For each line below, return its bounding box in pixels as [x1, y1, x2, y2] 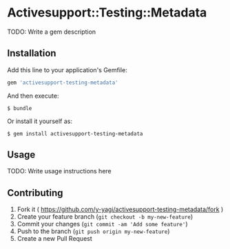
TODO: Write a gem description [7, 28, 96, 36]
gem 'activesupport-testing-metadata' [7, 79, 118, 86]
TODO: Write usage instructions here [7, 167, 112, 175]
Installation [7, 47, 56, 59]
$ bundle [7, 105, 32, 111]
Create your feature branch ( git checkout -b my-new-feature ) [17, 213, 194, 221]
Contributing [7, 187, 63, 199]
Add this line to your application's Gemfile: [7, 65, 127, 74]
